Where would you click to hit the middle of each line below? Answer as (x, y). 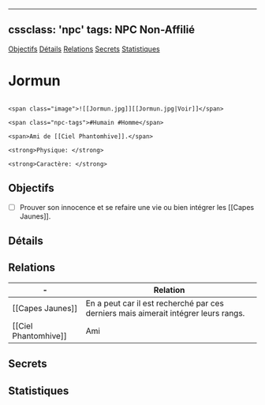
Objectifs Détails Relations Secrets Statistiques (84, 49)
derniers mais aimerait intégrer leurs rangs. (165, 313)
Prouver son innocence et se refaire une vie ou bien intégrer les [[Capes (137, 207)
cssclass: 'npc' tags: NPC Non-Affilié (102, 30)
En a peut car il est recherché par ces (155, 303)
